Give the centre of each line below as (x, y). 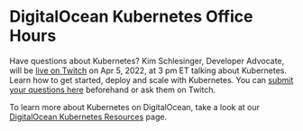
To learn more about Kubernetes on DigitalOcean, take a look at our (134, 107)
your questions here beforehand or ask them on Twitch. (113, 89)
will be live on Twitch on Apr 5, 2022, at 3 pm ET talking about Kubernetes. (148, 70)
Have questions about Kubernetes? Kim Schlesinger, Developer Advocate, (147, 61)
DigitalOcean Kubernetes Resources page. (88, 117)
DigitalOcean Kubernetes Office (131, 17)
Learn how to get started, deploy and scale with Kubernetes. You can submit (151, 80)
